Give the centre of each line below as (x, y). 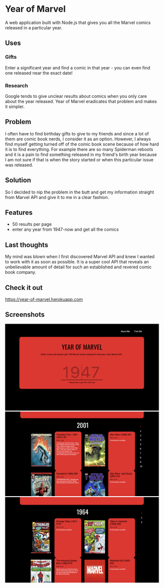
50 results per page (32, 224)
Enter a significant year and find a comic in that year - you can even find (78, 67)
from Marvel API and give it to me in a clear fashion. (57, 197)
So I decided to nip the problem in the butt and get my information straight (80, 192)
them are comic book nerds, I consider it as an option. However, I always (78, 139)
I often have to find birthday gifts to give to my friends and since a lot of (77, 133)
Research (17, 86)
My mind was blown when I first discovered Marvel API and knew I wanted (80, 257)
